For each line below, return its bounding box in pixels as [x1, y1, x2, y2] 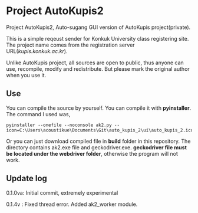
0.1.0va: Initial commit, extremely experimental [6, 189, 118, 196]
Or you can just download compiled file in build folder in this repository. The [6, 137, 191, 145]
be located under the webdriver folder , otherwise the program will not [6, 150, 179, 157]
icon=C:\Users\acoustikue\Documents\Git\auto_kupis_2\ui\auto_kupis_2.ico [6, 127, 194, 133]
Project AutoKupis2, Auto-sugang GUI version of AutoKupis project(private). [6, 24, 191, 31]
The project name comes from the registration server [6, 41, 135, 48]
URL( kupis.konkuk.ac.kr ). [6, 47, 68, 54]
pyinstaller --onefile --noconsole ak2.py [6, 122, 112, 128]
